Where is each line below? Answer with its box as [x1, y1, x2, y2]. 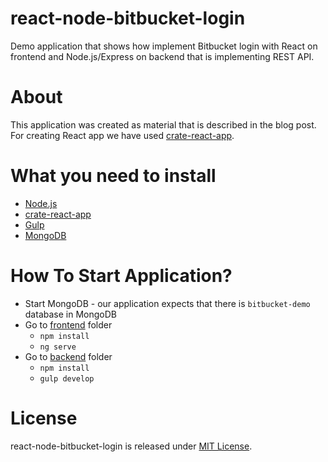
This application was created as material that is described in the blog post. [10, 118, 317, 131]
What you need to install [10, 165, 217, 187]
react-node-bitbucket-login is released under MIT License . [10, 440, 253, 452]
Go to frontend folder [24, 318, 113, 331]
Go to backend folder [24, 350, 113, 362]
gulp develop [39, 373, 95, 384]
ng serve [39, 342, 77, 352]
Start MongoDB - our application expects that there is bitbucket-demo [24, 297, 311, 309]
